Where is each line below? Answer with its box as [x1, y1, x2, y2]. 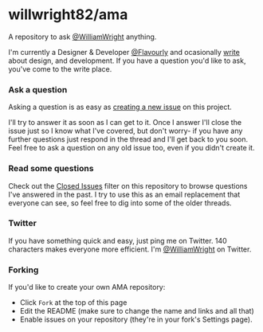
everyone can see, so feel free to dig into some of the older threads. [8, 197, 233, 208]
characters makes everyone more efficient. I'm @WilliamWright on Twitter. [8, 244, 252, 254]
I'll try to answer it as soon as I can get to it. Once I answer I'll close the [8, 118, 241, 127]
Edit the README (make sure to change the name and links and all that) [19, 307, 255, 316]
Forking [8, 264, 39, 275]
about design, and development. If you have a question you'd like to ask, [8, 56, 246, 65]
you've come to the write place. [8, 64, 112, 73]
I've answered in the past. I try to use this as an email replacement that [8, 189, 241, 199]
